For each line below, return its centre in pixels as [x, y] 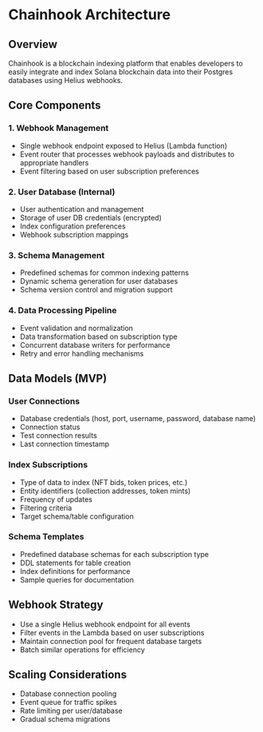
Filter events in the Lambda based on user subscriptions [112, 632]
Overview [33, 44]
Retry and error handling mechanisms [82, 353]
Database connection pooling [68, 694]
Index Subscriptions [48, 465]
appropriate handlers [54, 162]
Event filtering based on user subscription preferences [109, 171]
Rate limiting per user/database [71, 711]
